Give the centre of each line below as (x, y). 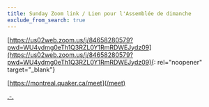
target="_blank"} (31, 69)
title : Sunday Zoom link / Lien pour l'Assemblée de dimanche (99, 14)
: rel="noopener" (178, 62)
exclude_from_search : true (46, 20)
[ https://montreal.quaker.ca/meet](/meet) (67, 83)
